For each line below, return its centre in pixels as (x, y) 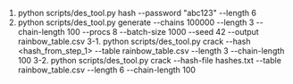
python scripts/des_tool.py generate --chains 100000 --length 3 (136, 22)
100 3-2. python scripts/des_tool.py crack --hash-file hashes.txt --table (149, 60)
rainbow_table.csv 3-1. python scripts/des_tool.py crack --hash (134, 41)
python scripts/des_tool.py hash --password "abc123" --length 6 (137, 13)
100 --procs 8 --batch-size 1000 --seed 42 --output (163, 32)
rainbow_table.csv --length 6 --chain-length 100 (107, 70)
